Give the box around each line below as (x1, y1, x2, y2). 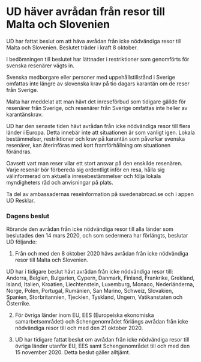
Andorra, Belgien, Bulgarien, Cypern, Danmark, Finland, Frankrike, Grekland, (6, 274, 195, 281)
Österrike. (6, 300, 31, 307)
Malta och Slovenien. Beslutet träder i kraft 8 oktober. (6, 44, 138, 51)
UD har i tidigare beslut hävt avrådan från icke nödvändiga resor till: (6, 268, 173, 275)
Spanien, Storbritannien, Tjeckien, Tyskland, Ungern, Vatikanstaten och (6, 293, 183, 301)
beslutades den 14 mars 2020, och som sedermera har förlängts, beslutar (6, 232, 188, 239)
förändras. (6, 148, 32, 155)
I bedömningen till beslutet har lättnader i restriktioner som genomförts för (6, 55, 190, 63)
